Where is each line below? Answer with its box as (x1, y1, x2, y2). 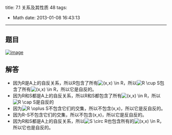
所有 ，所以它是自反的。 (21, 86, 97, 92)
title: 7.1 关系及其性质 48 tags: (5, 5, 68, 10)
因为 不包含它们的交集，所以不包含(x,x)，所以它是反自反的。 (12, 105, 166, 111)
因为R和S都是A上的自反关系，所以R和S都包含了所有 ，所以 (12, 92, 161, 98)
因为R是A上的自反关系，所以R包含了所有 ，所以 (12, 79, 137, 86)
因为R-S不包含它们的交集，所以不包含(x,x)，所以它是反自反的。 (12, 112, 147, 118)
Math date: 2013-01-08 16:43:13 (12, 15, 80, 20)
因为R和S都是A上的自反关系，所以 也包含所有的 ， (12, 118, 164, 124)
